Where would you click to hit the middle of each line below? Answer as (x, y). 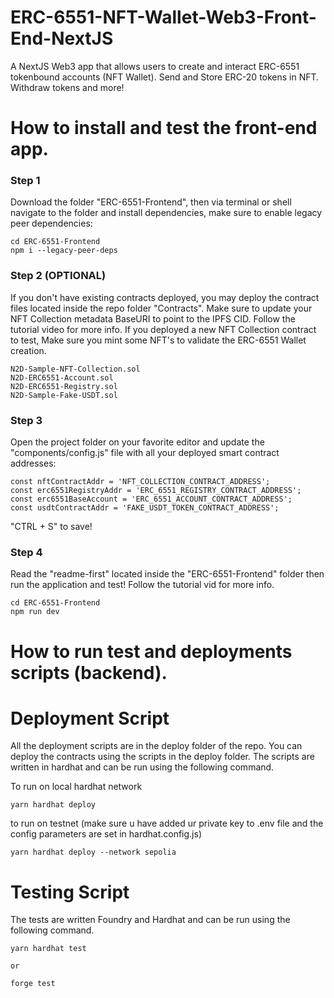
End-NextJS (62, 38)
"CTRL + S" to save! (51, 527)
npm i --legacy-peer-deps (64, 251)
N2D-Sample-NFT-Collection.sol (75, 369)
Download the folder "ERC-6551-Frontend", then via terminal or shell (151, 202)
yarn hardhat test (48, 949)
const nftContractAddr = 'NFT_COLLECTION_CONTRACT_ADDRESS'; (140, 482)
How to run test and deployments (151, 651)
